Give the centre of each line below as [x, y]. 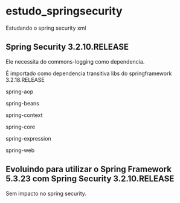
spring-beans [23, 103]
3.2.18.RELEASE [25, 79]
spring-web [20, 150]
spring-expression [29, 138]
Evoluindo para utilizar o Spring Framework [88, 169]
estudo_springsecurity [64, 11]
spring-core [21, 127]
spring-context [24, 115]
